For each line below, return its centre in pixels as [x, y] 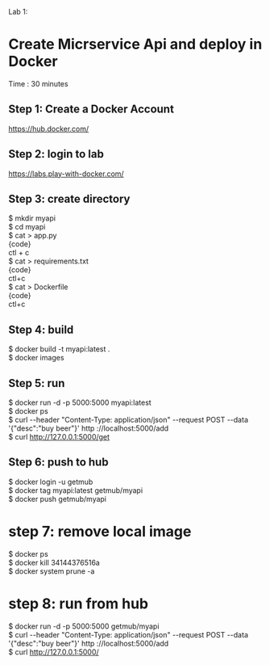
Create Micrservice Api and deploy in [135, 44]
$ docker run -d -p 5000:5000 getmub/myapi [84, 626]
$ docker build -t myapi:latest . [59, 349]
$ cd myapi [27, 227]
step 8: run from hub [79, 603]
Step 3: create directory [69, 198]
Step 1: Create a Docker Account [91, 109]
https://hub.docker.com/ [49, 128]
